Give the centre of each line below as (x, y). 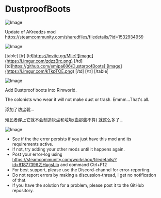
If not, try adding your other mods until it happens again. (68, 149)
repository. (23, 190)
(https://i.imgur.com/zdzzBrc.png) (39, 61)
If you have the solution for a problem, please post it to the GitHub (78, 185)
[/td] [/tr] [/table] (92, 71)
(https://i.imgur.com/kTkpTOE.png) (40, 71)
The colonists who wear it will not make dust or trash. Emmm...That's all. (77, 99)
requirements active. (32, 144)
